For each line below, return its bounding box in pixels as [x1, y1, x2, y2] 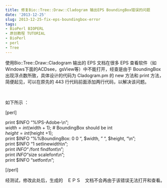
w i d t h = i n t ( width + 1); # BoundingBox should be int [5, 125, 113, 131]
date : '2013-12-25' [5, 12, 47, 17]
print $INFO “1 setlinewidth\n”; [5, 140, 68, 147]
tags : [5, 21, 17, 27]
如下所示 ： [5, 99, 29, 105]
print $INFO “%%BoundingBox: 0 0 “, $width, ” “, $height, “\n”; [5, 135, 136, 141]
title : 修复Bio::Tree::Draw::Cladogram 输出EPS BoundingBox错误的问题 [5, 7, 150, 13]
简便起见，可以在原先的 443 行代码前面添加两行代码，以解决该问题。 [5, 79, 149, 85]
